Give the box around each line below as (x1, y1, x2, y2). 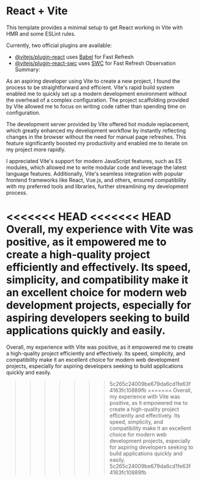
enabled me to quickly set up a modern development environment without (6, 90, 187, 97)
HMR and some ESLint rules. (6, 30, 76, 37)
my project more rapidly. (6, 146, 67, 153)
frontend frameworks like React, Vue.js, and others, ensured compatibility (6, 176, 187, 183)
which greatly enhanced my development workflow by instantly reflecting (6, 127, 186, 134)
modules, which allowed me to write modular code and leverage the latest (6, 164, 187, 171)
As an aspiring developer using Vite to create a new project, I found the (6, 77, 181, 85)
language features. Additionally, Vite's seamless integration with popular (6, 170, 183, 177)
